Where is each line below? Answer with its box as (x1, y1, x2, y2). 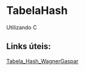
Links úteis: (6, 41, 52, 52)
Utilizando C (6, 24, 38, 31)
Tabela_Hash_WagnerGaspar (6, 57, 79, 64)
